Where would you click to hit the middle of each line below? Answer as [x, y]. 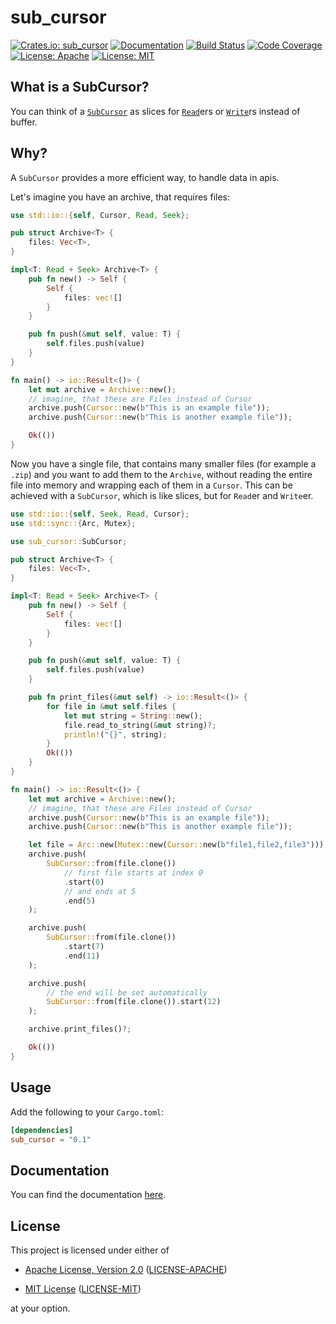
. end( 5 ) [80, 901]
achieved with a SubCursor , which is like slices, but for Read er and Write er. [162, 495]
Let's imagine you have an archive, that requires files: [120, 197]
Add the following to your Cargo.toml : [87, 1112]
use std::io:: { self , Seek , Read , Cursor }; [100, 514]
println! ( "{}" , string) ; [115, 734]
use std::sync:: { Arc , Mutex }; [73, 523]
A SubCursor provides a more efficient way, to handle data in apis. [145, 177]
